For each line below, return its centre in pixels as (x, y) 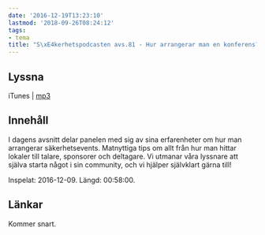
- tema (19, 37)
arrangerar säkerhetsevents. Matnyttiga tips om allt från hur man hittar (122, 147)
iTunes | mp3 (30, 95)
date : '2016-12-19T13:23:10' (56, 15)
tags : (17, 30)
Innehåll (28, 120)
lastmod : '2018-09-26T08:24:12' (61, 23)
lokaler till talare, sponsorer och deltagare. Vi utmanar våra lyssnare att (123, 156)
